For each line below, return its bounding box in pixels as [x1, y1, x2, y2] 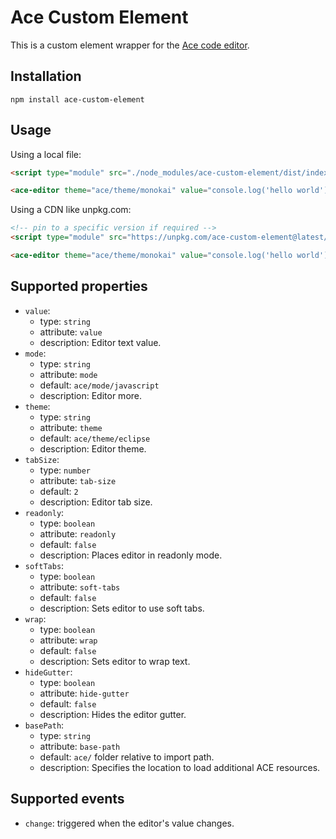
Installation [10, 68, 82, 85]
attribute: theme [39, 421, 103, 433]
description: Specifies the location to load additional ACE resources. [39, 761, 321, 773]
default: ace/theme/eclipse [39, 432, 151, 444]
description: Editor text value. [39, 336, 162, 348]
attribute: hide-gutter [39, 687, 130, 699]
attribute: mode [39, 368, 98, 380]
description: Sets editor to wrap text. [39, 655, 191, 667]
